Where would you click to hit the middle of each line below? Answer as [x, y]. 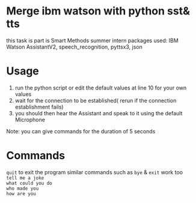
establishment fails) [39, 107]
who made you [23, 188]
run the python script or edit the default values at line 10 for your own [101, 88]
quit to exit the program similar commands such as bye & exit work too [95, 172]
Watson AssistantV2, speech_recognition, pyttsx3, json [75, 47]
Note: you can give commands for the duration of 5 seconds [81, 131]
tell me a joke [25, 178]
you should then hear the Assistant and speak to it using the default [99, 113]
